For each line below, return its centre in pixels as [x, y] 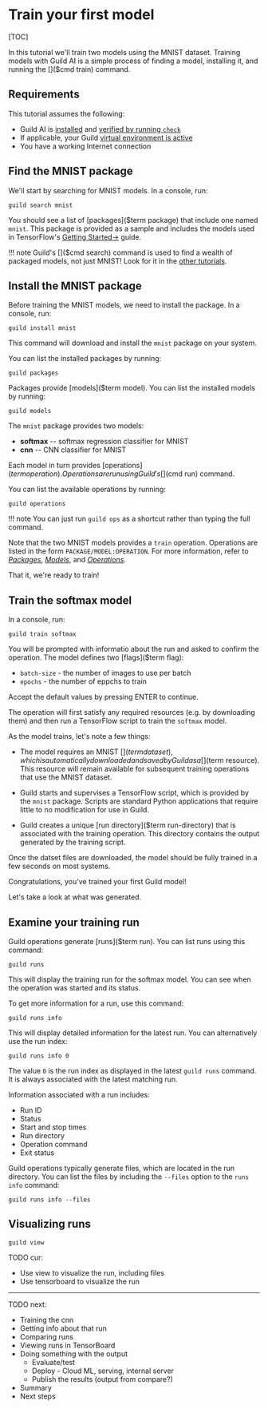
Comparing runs [47, 1336]
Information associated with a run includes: [79, 1095]
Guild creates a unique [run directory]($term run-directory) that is [128, 825]
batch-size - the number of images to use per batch [105, 673]
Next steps [37, 1396]
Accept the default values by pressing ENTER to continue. [103, 697]
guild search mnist [41, 205]
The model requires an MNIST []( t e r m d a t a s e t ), [96, 752]
